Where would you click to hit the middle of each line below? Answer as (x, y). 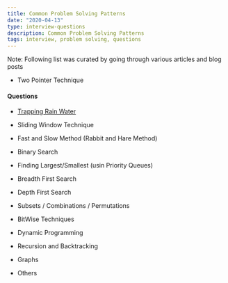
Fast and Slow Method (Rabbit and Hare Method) (87, 138)
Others (27, 273)
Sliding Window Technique (55, 125)
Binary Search (38, 152)
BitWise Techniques (46, 219)
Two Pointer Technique (50, 80)
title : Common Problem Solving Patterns (67, 14)
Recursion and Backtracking (58, 246)
